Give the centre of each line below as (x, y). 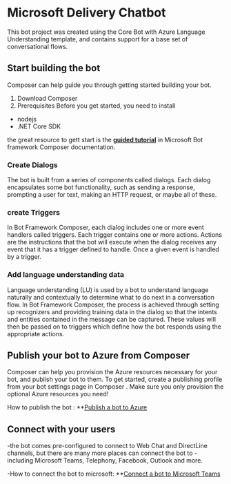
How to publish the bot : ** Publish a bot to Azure (77, 407)
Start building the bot (54, 68)
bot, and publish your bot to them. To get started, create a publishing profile (115, 379)
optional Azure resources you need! (58, 394)
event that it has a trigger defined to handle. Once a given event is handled (113, 249)
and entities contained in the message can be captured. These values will (111, 319)
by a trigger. (24, 257)
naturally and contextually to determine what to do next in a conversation (111, 297)
